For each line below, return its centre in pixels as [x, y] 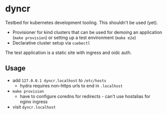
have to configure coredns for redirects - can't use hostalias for [85, 96]
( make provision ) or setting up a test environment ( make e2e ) [74, 37]
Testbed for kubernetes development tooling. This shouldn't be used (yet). [82, 22]
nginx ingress [34, 101]
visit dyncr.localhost [34, 107]
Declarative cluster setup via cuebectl [51, 42]
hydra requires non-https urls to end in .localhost [71, 85]
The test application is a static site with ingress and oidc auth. [69, 52]
